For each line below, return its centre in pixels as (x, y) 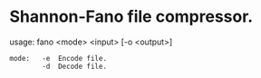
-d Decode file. (74, 66)
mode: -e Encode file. (58, 58)
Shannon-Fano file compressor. (131, 17)
